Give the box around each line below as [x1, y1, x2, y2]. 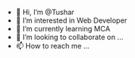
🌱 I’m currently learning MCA [15, 24, 111, 33]
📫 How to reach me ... [15, 42, 90, 50]
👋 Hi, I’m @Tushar [15, 8, 75, 16]
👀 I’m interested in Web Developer [15, 16, 128, 25]
